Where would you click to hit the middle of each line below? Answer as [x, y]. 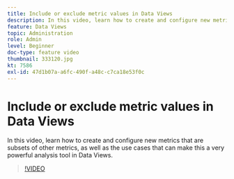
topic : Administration [40, 33]
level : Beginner [31, 46]
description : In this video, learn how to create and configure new [109, 20]
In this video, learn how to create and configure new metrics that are [106, 141]
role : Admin [24, 40]
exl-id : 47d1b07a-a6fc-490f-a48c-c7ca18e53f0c [76, 72]
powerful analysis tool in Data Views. [60, 155]
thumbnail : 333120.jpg [40, 59]
